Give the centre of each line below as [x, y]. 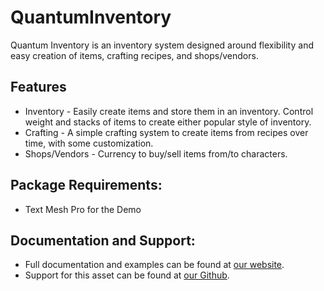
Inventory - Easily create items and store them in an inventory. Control [169, 111]
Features [38, 87]
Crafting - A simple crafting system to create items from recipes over [166, 132]
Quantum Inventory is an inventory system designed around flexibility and [162, 45]
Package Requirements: [86, 185]
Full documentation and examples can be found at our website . [154, 265]
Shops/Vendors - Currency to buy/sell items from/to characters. [156, 153]
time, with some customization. [89, 143]
